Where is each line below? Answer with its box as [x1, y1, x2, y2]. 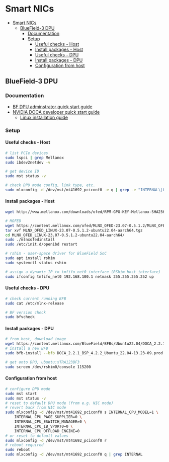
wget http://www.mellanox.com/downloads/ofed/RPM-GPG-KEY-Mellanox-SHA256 [5, 209, 165, 214]
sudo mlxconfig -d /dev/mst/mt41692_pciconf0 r [5, 438, 107, 443]
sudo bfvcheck [5, 315, 35, 320]
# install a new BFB [5, 346, 49, 351]
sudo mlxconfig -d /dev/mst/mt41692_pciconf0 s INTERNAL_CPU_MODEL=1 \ [5, 410, 158, 415]
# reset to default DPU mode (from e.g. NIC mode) [5, 401, 114, 406]
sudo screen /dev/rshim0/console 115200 [5, 364, 92, 369]
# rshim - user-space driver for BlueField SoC [5, 251, 107, 256]
